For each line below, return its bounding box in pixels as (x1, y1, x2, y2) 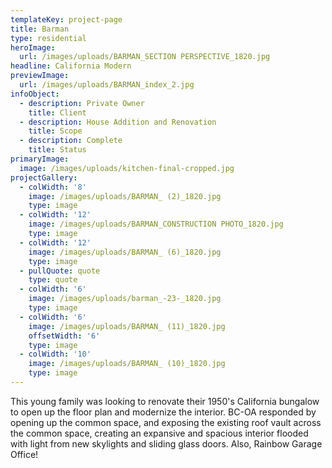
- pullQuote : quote (19, 266, 101, 276)
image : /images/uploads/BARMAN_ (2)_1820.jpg (28, 191, 222, 201)
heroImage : (10, 42, 56, 53)
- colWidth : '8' (19, 182, 87, 192)
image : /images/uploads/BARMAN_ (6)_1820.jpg (28, 247, 222, 257)
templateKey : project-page (10, 14, 123, 25)
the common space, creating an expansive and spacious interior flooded (10, 427, 309, 439)
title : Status (28, 145, 87, 155)
